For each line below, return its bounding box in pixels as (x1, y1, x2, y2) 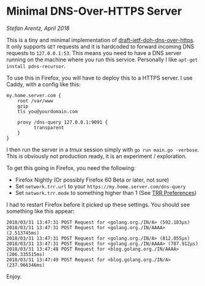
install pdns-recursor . (6, 62, 66, 70)
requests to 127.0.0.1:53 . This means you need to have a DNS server (6, 49, 182, 56)
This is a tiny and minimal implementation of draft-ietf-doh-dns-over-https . (6, 36, 195, 43)
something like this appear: (6, 207, 75, 215)
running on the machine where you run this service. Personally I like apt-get (6, 56, 198, 63)
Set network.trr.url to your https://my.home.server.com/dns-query (15, 182, 186, 190)
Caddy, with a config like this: (6, 81, 81, 88)
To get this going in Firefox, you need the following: (6, 164, 136, 172)
